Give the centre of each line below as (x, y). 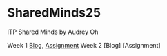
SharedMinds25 (54, 13)
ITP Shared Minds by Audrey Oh (53, 32)
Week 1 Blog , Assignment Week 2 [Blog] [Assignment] (84, 45)
